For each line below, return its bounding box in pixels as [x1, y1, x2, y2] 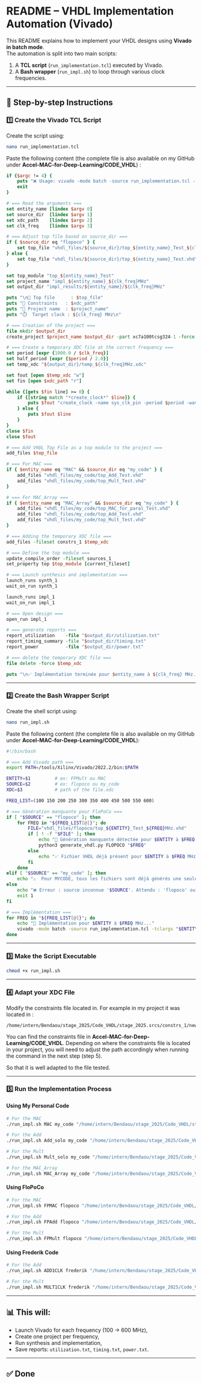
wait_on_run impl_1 [6, 599, 55, 606]
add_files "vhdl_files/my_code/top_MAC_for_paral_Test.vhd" [17, 506, 171, 512]
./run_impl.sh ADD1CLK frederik [6, 1268, 87, 1274]
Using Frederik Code [6, 1248, 59, 1256]
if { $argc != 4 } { [6, 173, 52, 179]
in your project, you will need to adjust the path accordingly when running [6, 1046, 189, 1053]
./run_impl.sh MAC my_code [6, 1121, 74, 1127]
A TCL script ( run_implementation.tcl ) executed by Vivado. [14, 62, 164, 69]
